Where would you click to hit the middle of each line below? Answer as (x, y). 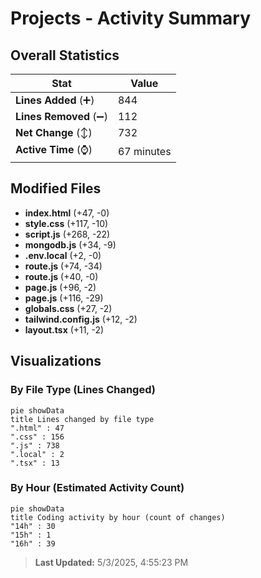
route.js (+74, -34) (63, 266)
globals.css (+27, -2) (68, 308)
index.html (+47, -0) (67, 213)
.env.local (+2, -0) (63, 255)
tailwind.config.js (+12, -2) (81, 319)
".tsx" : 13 (35, 463)
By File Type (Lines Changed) (83, 390)
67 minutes (144, 151)
